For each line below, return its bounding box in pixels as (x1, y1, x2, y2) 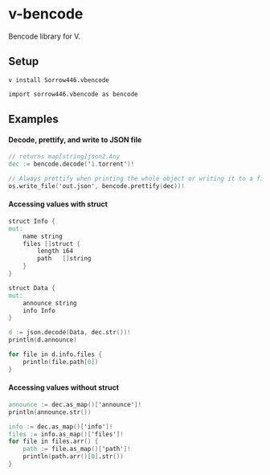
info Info (22, 306, 56, 314)
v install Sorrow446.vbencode (8, 76, 110, 84)
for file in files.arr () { (8, 437, 99, 446)
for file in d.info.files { (8, 350, 103, 358)
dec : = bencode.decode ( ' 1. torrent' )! (8, 160, 135, 169)
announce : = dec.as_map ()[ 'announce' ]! (8, 400, 142, 408)
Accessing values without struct (8, 383, 119, 392)
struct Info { (8, 217, 56, 225)
